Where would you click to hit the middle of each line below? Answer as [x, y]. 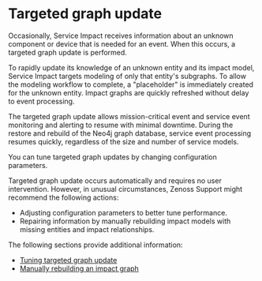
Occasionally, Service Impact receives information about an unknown [121, 36]
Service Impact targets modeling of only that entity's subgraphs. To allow [127, 76]
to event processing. [41, 101]
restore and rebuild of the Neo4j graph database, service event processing [130, 133]
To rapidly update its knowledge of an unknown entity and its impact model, [131, 67]
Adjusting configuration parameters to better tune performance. [123, 212]
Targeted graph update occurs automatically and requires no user [115, 180]
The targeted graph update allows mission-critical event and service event [129, 116]
